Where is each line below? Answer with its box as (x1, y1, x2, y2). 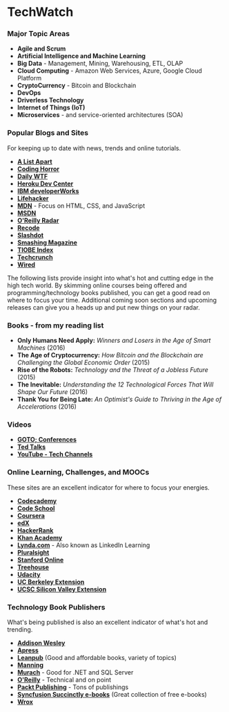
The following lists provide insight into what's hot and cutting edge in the (7, 274, 214, 282)
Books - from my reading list (7, 320, 104, 330)
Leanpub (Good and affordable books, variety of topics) (17, 653, 177, 661)
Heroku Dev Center (17, 179, 74, 188)
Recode (17, 223, 40, 232)
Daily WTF (17, 172, 48, 180)
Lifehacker (17, 194, 50, 202)
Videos (7, 420, 32, 429)
